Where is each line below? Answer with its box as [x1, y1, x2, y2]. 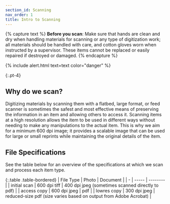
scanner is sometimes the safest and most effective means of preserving [5, 106, 159, 112]
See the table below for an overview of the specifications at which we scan [5, 162, 163, 167]
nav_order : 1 [5, 12, 33, 17]
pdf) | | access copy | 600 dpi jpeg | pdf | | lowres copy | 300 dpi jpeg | [5, 188, 155, 194]
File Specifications [5, 148, 66, 157]
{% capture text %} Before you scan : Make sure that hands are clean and [5, 31, 160, 37]
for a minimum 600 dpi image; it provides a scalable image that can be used [5, 128, 165, 134]
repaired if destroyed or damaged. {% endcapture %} [5, 53, 118, 59]
